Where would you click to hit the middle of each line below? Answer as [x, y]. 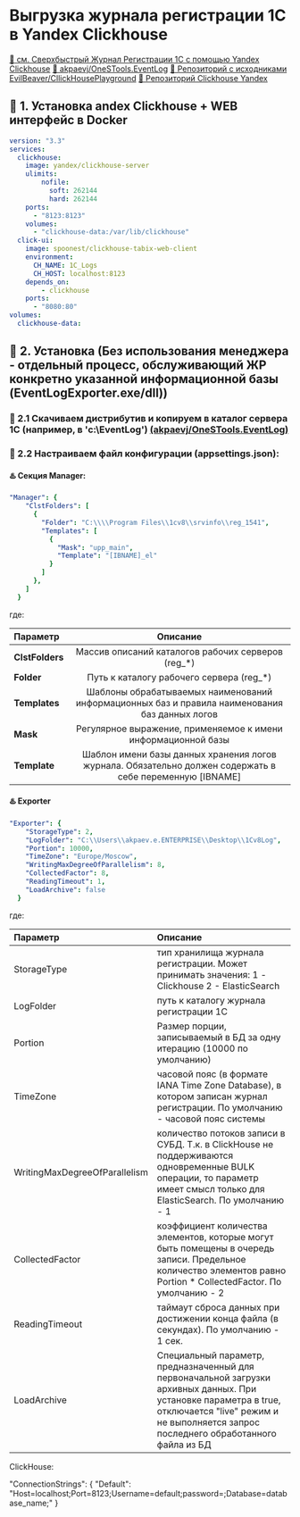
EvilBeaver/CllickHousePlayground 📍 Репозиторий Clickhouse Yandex [138, 78]
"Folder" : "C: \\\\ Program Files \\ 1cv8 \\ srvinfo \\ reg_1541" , [155, 522]
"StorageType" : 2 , [59, 831]
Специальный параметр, [211, 1355]
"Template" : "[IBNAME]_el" [107, 556]
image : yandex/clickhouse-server [87, 166]
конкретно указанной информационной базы [144, 379]
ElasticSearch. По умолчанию [220, 1200]
